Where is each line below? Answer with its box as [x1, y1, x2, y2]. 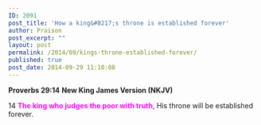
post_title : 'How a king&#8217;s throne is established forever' [8, 19, 229, 27]
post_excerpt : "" [8, 33, 66, 42]
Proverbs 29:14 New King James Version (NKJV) [8, 85, 173, 95]
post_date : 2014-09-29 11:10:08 [8, 64, 115, 72]
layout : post [8, 41, 52, 49]
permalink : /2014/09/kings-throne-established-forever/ [8, 49, 197, 57]
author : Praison [8, 26, 62, 34]
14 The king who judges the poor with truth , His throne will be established [8, 100, 254, 110]
